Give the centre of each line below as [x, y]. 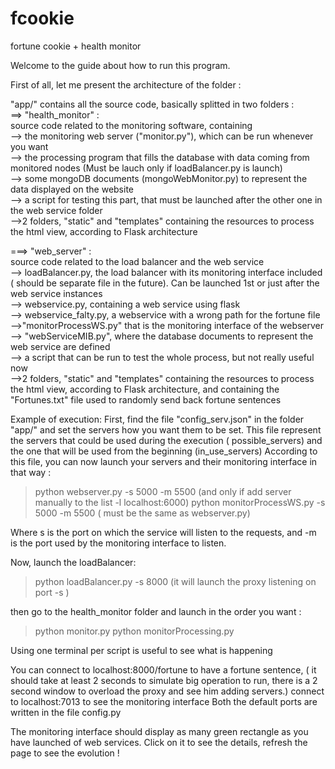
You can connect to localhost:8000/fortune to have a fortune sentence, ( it [163, 669]
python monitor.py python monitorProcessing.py [134, 631]
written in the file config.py [66, 712]
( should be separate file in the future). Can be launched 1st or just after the [165, 283]
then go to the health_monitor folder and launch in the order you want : [156, 611]
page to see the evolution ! [65, 753]
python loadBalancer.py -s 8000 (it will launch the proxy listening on [175, 581]
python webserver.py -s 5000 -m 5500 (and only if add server [163, 491]
